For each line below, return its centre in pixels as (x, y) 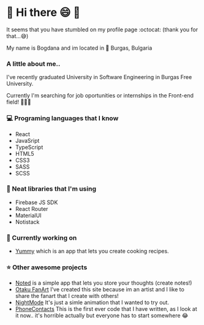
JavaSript (27, 140)
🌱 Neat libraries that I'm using (51, 189)
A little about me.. (33, 64)
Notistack (27, 222)
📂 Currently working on (42, 237)
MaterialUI (28, 215)
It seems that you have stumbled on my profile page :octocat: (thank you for (102, 29)
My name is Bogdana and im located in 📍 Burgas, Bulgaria (79, 48)
